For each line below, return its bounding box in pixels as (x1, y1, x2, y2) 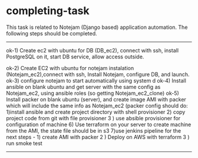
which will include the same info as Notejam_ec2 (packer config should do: (6, 102, 188, 109)
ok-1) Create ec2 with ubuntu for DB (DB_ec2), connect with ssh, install (6, 47, 179, 54)
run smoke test (6, 140, 42, 147)
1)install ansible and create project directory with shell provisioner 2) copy (6, 108, 186, 116)
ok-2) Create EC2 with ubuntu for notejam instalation (6, 64, 134, 71)
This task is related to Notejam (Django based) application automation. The (6, 24, 188, 31)
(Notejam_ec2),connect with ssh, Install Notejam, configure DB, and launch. (6, 71, 190, 78)
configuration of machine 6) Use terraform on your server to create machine (6, 121, 192, 128)
